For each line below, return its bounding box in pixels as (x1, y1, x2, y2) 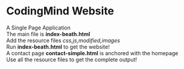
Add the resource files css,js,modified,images (6, 37, 121, 44)
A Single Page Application (6, 24, 71, 31)
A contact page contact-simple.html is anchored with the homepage (6, 49, 179, 56)
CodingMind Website (6, 4, 115, 18)
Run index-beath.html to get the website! (6, 43, 110, 50)
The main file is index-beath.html (6, 30, 90, 37)
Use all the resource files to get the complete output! (6, 56, 138, 63)
